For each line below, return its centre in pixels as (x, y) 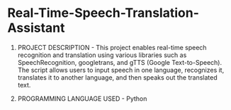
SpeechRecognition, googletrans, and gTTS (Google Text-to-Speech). (119, 62)
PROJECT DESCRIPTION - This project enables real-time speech (112, 47)
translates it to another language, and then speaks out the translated (117, 77)
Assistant (36, 28)
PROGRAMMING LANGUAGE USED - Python (82, 98)
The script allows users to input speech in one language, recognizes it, (121, 70)
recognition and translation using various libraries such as (102, 55)
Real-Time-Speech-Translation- (103, 13)
